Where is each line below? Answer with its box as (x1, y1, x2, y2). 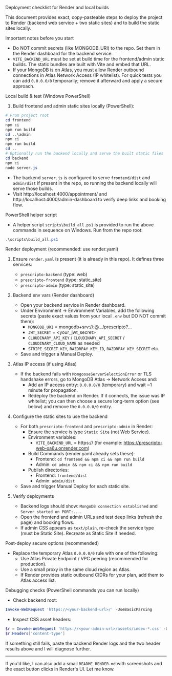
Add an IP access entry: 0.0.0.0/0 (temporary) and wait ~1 (28, 382, 152, 388)
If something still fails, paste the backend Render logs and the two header (5, 640, 161, 646)
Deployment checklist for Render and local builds (5, 5, 109, 10)
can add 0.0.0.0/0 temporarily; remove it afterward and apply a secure (12, 78, 163, 83)
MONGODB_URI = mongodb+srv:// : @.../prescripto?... (28, 324, 132, 330)
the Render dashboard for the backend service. (12, 51, 113, 56)
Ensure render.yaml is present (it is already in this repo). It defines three (12, 256, 164, 262)
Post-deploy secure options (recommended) (5, 540, 99, 546)
